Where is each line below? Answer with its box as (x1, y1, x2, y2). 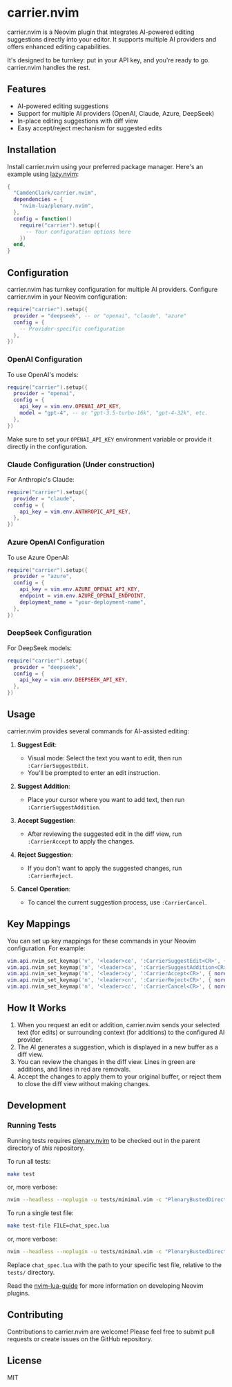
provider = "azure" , (13, 573, 72, 580)
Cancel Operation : (17, 884, 71, 893)
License (7, 1355, 42, 1367)
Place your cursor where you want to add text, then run (27, 795, 185, 803)
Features (7, 83, 46, 95)
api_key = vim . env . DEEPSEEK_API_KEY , (19, 677, 128, 683)
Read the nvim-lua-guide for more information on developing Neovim (7, 1282, 204, 1290)
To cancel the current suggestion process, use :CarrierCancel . (27, 898, 207, 906)
